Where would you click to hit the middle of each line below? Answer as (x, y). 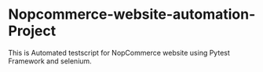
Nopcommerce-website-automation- (132, 14)
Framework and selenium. (50, 61)
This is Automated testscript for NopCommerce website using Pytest (119, 52)
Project (32, 31)
